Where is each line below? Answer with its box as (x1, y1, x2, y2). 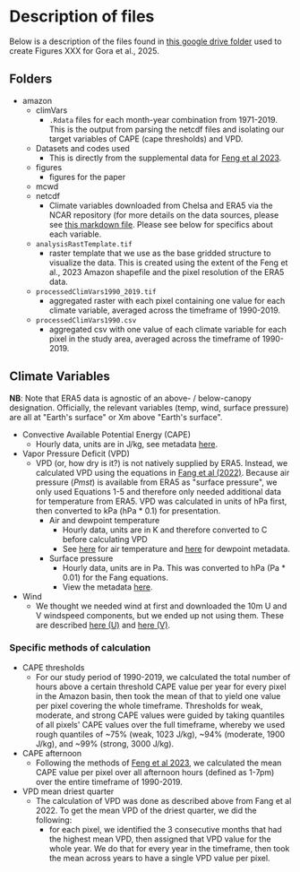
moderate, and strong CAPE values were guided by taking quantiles (35, 710, 285, 721)
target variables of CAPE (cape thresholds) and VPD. (48, 133, 244, 144)
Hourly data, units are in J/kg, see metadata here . (35, 438, 218, 449)
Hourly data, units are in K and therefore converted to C (62, 524, 268, 535)
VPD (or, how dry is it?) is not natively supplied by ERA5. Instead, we (35, 457, 288, 468)
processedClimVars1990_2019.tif (35, 287, 157, 297)
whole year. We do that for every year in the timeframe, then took (48, 842, 290, 853)
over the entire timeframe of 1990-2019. (35, 776, 184, 787)
